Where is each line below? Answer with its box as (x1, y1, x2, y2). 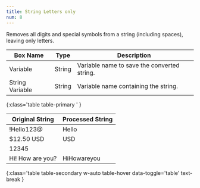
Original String (11, 115, 55, 123)
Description (117, 51, 151, 59)
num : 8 (6, 14, 23, 20)
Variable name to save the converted (77, 61, 180, 69)
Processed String (62, 115, 113, 123)
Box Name (14, 51, 44, 59)
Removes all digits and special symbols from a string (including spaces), (6, 30, 183, 37)
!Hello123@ (9, 125, 43, 133)
